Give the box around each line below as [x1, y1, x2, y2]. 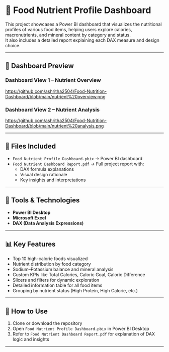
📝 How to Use [5, 307, 48, 315]
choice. [5, 42, 21, 48]
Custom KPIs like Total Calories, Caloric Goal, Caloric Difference [12, 272, 145, 278]
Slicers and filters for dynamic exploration [12, 277, 100, 283]
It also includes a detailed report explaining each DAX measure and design [5, 37, 160, 43]
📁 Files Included [5, 142, 56, 151]
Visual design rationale [20, 171, 67, 177]
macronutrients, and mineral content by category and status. [5, 32, 131, 38]
